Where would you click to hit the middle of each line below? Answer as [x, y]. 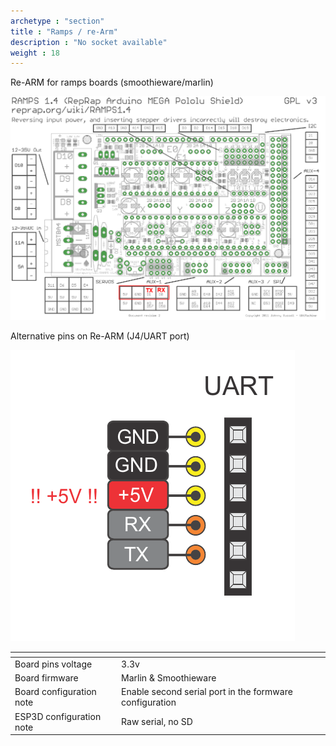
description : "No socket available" [89, 42]
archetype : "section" [57, 21]
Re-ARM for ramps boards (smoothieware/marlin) [112, 82]
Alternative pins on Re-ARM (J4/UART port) [100, 336]
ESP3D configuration [58, 716]
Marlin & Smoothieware [169, 678]
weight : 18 [35, 53]
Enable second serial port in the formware [207, 692]
